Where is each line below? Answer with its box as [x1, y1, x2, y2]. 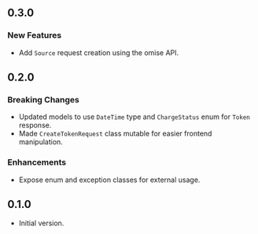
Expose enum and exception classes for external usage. [18, 175, 201, 184]
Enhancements [7, 157, 67, 168]
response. [18, 121, 52, 130]
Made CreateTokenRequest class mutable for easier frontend [18, 129, 212, 139]
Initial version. [18, 218, 64, 228]
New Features [7, 30, 62, 41]
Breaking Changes [7, 95, 80, 105]
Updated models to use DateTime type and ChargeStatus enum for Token [18, 112, 251, 121]
